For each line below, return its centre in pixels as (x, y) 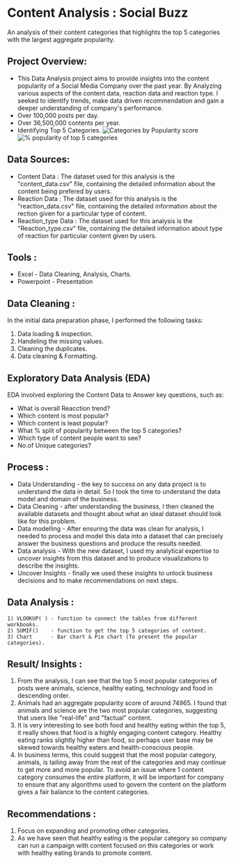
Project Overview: (47, 62)
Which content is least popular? (63, 423)
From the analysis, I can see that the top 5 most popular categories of (117, 681)
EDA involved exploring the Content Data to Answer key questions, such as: (116, 395)
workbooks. (23, 624)
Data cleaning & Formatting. (57, 356)
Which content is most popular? (63, 416)
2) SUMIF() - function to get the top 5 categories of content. (107, 630)
